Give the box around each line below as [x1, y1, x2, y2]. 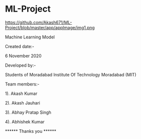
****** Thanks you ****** [5, 128, 57, 134]
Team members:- [5, 81, 40, 87]
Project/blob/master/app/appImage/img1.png [5, 24, 95, 30]
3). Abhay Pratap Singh [5, 109, 52, 115]
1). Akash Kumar [5, 90, 38, 96]
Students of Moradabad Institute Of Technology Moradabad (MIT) [5, 71, 137, 77]
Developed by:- [5, 62, 36, 68]
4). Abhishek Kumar [5, 119, 45, 124]
